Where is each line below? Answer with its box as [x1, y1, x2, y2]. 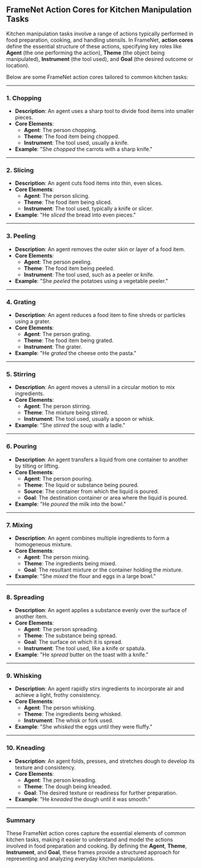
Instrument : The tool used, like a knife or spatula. [23, 645, 146, 652]
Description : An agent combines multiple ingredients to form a [14, 534, 169, 542]
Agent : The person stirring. [23, 403, 92, 410]
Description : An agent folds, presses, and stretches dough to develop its [14, 757, 195, 765]
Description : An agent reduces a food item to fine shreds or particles [14, 311, 185, 319]
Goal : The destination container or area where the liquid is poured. [23, 494, 188, 501]
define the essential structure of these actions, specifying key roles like [6, 42, 182, 50]
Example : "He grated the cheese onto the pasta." [14, 350, 136, 356]
